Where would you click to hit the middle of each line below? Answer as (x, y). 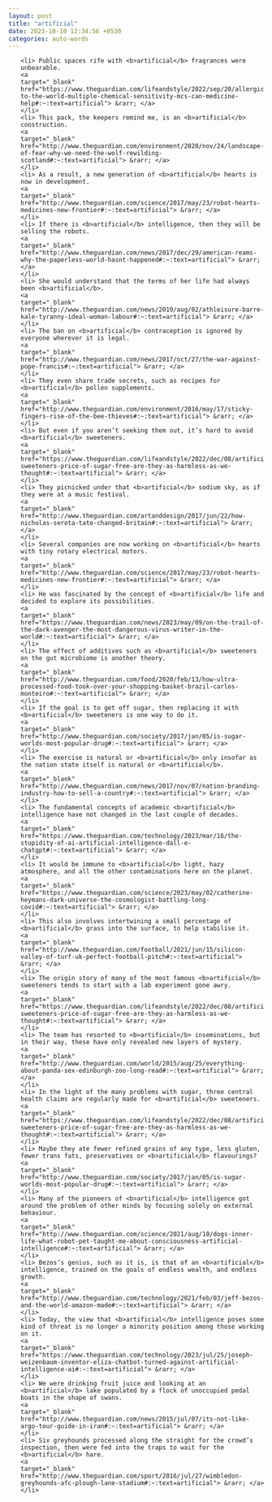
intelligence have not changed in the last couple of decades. (130, 815)
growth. (33, 1277)
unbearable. (40, 68)
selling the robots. (55, 232)
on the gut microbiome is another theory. (93, 658)
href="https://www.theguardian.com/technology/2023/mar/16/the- (131, 836)
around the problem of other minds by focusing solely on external (136, 1206)
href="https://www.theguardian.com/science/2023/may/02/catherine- (136, 893)
